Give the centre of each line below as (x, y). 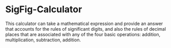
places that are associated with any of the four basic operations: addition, (83, 34)
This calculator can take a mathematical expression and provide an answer (84, 23)
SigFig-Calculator (44, 9)
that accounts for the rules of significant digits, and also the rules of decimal (86, 29)
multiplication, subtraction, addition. (43, 40)
